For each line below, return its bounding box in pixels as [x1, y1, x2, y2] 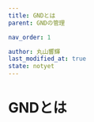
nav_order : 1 [8, 33, 51, 41]
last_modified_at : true [8, 55, 87, 63]
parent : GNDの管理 [8, 19, 66, 27]
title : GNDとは [8, 11, 56, 20]
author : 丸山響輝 [8, 48, 61, 55]
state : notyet [8, 63, 55, 71]
